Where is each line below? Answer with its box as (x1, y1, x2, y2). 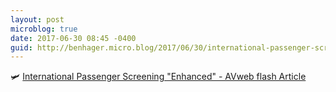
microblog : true (10, 24, 78, 34)
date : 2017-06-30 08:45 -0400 (10, 33, 137, 43)
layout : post (10, 14, 65, 25)
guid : (10, 42, 33, 53)
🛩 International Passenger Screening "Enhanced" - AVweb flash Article (10, 71, 307, 83)
